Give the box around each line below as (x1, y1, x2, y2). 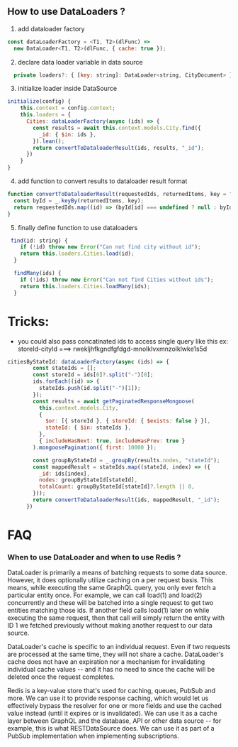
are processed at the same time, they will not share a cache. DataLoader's (7, 650, 225, 659)
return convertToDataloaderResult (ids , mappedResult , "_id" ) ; (33, 496, 220, 503)
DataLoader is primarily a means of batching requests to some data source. (7, 568, 228, 577)
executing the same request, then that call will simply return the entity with (7, 614, 225, 622)
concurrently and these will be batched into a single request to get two (7, 599, 214, 607)
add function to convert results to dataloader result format (17, 177, 188, 185)
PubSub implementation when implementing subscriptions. (7, 731, 179, 741)
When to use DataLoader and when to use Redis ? (7, 552, 181, 562)
